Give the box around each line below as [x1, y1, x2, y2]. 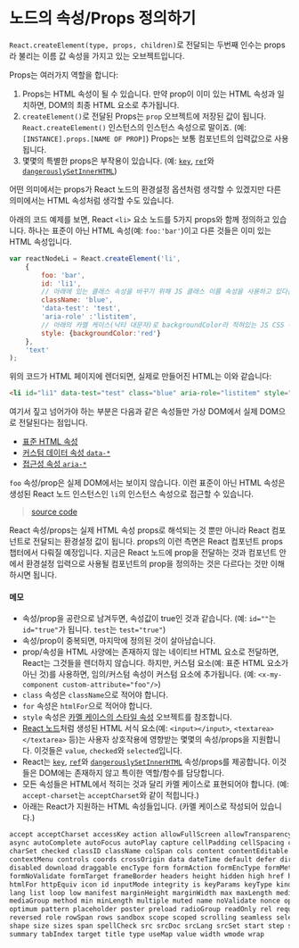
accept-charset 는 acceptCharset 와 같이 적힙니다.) [21, 790, 200, 801]
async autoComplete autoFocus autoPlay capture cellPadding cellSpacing [9, 838, 285, 848]
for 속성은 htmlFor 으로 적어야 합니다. [21, 701, 153, 711]
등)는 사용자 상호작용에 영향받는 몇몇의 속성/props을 [68, 734, 250, 745]
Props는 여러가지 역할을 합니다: [9, 69, 118, 80]
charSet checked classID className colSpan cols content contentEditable [9, 847, 289, 856]
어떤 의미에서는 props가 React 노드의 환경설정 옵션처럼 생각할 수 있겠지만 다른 [9, 184, 282, 195]
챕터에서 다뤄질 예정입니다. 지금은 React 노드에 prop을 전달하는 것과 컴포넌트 [9, 547, 278, 558]
